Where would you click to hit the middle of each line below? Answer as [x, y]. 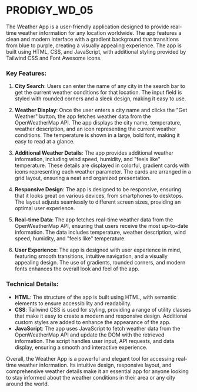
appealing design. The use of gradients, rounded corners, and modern [100, 263]
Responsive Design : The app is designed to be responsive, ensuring [98, 190]
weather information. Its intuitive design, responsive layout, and [95, 365]
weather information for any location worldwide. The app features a [100, 32]
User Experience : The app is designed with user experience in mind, [98, 250]
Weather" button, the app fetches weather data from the [83, 116]
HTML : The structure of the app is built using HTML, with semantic [96, 297]
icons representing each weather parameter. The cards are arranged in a [103, 172]
